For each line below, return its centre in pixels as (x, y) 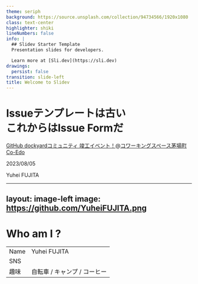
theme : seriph (24, 11)
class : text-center (30, 22)
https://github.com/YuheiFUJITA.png (77, 208)
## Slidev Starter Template (46, 45)
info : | (16, 39)
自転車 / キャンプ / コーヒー (69, 272)
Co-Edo (16, 152)
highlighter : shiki (30, 28)
